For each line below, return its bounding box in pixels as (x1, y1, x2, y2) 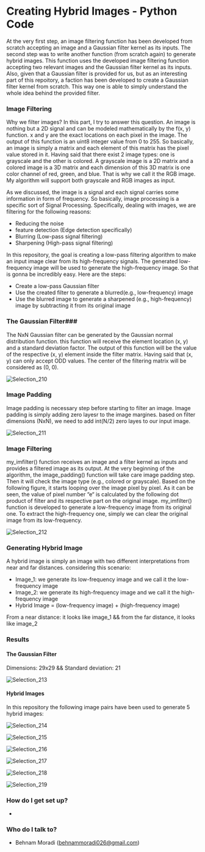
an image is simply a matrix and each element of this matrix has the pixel (6, 145, 189, 152)
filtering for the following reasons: (6, 208, 92, 215)
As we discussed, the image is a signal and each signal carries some (6, 189, 179, 196)
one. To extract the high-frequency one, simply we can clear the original (6, 510, 188, 518)
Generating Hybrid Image (6, 544, 83, 552)
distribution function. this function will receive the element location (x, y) (6, 338, 189, 345)
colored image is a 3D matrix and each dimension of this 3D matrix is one (6, 164, 190, 171)
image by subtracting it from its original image (15, 302, 131, 309)
